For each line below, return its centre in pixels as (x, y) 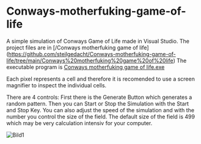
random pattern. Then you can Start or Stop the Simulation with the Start (98, 103)
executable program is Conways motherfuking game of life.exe (86, 67)
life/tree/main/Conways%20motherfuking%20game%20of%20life (90, 60)
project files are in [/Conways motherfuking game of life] (78, 48)
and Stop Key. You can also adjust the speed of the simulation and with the (100, 110)
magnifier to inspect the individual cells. (57, 85)
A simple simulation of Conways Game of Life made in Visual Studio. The (98, 41)
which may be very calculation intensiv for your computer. (79, 123)
